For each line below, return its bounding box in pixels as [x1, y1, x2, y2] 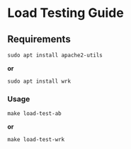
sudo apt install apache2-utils [7, 52, 103, 59]
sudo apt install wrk [7, 78, 72, 85]
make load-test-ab [7, 110, 62, 117]
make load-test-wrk [7, 136, 65, 143]
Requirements [7, 33, 71, 45]
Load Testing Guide [7, 5, 124, 21]
